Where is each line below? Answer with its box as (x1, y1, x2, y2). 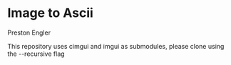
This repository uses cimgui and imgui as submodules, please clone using (7, 42, 225, 50)
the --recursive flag (7, 49, 66, 58)
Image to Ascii (7, 5, 94, 21)
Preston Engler (7, 28, 51, 37)
